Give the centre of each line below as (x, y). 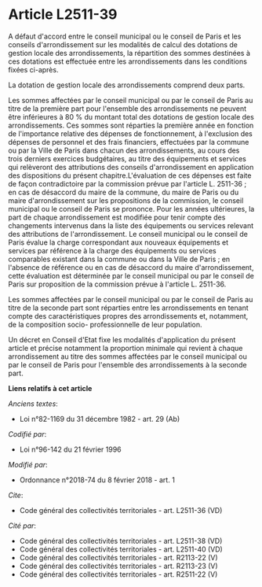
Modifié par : (28, 464)
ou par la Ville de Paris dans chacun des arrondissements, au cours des (124, 150)
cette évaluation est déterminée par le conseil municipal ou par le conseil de (131, 275)
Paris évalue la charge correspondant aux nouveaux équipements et (118, 242)
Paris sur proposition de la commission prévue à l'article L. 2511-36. (117, 284)
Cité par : (22, 526)
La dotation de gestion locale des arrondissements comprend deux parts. (127, 85)
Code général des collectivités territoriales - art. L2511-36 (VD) (121, 510)
